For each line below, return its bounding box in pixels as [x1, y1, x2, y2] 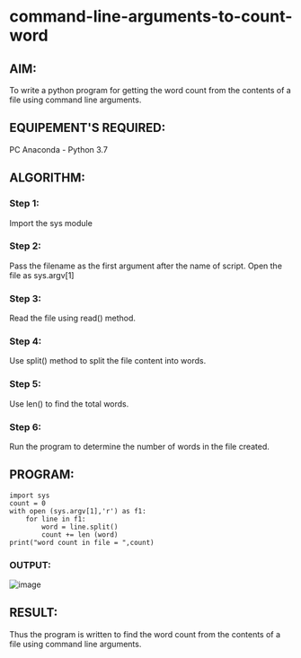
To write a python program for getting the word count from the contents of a [9, 85, 292, 95]
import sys [9, 491, 50, 500]
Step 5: [9, 378, 42, 390]
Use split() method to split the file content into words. [9, 355, 207, 366]
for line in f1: [25, 514, 87, 523]
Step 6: [9, 420, 42, 433]
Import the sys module [9, 217, 93, 228]
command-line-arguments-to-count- [9, 6, 293, 27]
